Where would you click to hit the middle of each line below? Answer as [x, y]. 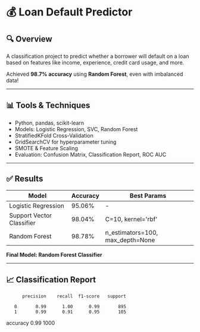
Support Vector [31, 215]
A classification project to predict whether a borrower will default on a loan [98, 56]
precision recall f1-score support [74, 296]
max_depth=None [130, 240]
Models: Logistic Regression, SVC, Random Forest [76, 129]
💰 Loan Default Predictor [69, 12]
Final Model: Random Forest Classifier [54, 255]
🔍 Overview [29, 39]
